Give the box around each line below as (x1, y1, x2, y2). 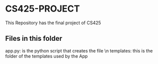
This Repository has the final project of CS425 (5, 20, 102, 26)
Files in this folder (5, 34, 62, 43)
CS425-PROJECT (5, 3, 81, 15)
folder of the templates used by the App (5, 53, 88, 59)
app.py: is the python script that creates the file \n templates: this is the (5, 47, 153, 53)
